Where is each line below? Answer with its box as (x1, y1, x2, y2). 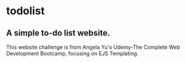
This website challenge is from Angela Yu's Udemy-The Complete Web (6, 43, 181, 51)
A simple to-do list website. (6, 28, 110, 38)
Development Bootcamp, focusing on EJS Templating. (6, 50, 139, 57)
